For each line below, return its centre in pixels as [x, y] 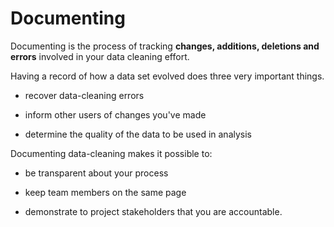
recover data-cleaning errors [84, 95]
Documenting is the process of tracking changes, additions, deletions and [165, 46]
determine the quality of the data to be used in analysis [138, 134]
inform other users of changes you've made [115, 114]
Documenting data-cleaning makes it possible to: [111, 153]
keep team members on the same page [105, 192]
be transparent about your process [96, 173]
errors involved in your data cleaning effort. [100, 56]
